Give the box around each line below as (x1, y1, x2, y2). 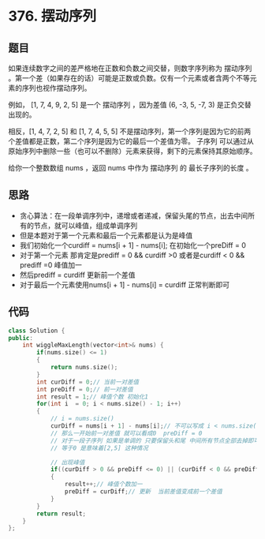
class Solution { (8, 327, 65, 335)
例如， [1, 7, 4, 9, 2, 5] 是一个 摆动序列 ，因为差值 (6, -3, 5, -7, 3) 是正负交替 (8, 100, 252, 109)
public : (8, 334, 34, 342)
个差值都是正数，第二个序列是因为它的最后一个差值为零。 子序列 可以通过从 (8, 137, 254, 146)
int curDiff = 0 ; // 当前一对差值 (36, 378, 140, 386)
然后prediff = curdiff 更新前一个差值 (19, 270, 136, 279)
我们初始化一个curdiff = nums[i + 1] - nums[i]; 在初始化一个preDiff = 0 (19, 240, 247, 249)
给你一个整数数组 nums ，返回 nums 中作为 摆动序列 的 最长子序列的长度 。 (8, 163, 253, 172)
